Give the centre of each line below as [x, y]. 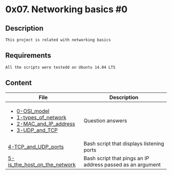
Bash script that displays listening [124, 143]
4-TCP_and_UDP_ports [36, 146]
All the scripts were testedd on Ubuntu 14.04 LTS [60, 67]
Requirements [28, 55]
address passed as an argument [122, 164]
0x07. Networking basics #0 [67, 9]
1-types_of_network [41, 117]
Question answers [105, 120]
